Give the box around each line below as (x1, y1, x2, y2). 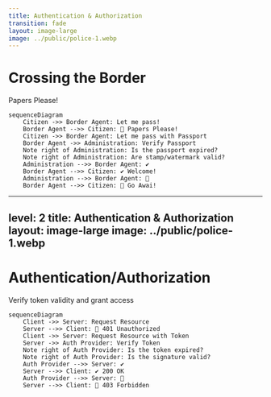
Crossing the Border (8, 69, 147, 87)
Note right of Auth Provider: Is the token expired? (23, 345, 204, 354)
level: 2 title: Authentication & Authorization (8, 211, 234, 225)
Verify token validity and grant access (8, 295, 135, 304)
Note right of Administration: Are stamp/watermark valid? (23, 154, 226, 162)
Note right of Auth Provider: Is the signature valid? (23, 353, 211, 361)
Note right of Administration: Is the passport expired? (23, 147, 219, 155)
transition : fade (8, 19, 67, 27)
